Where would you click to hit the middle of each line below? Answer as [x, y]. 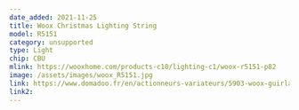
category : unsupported [51, 42]
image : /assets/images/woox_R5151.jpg [81, 75]
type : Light [31, 51]
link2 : [21, 91]
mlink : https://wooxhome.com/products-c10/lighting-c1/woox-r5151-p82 [143, 67]
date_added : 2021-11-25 [53, 17]
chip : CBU [28, 59]
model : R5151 [33, 34]
